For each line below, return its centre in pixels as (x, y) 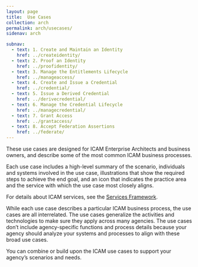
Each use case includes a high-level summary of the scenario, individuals (95, 167)
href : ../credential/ (43, 88)
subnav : (16, 44)
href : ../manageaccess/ (46, 77)
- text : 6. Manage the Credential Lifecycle (67, 105)
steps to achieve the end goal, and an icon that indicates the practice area (96, 179)
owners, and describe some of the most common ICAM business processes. (99, 155)
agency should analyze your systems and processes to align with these (93, 233)
